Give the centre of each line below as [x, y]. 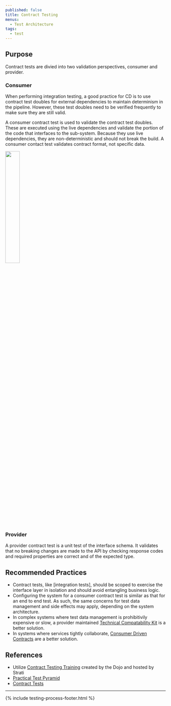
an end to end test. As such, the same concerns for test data [76, 601]
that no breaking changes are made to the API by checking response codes [84, 551]
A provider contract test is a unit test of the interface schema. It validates [82, 545]
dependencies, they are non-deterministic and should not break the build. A [85, 139]
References [24, 655]
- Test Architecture [32, 24]
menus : [12, 19]
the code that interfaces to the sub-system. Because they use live [74, 134]
